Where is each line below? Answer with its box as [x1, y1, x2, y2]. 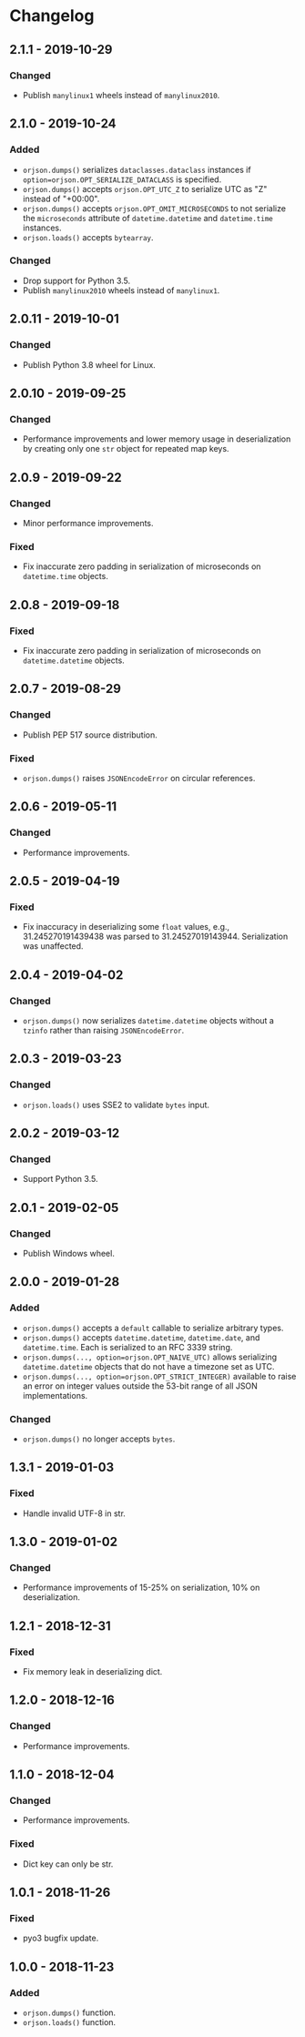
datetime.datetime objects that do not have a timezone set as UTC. [22, 1360, 275, 1371]
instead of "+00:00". [22, 193, 100, 204]
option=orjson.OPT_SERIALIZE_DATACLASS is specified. [22, 174, 222, 185]
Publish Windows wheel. [22, 1248, 116, 1259]
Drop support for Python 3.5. [22, 275, 131, 286]
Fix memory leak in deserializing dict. [22, 1666, 163, 1677]
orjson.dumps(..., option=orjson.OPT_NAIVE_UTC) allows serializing [22, 1351, 278, 1362]
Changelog [9, 5, 95, 26]
